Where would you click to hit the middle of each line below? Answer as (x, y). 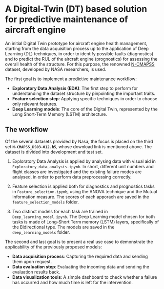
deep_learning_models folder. (41, 232)
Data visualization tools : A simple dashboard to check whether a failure (84, 277)
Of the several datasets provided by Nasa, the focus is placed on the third (79, 141)
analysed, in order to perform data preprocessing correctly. (72, 177)
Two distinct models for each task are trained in (60, 211)
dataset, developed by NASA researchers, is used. (56, 69)
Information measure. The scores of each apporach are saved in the (81, 197)
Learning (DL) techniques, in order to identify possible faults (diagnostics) (79, 54)
